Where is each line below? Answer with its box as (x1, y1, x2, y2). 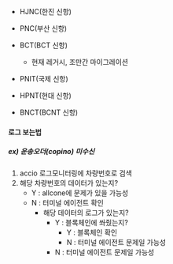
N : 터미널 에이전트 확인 (31, 198, 104, 207)
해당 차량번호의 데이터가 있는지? (19, 178, 119, 187)
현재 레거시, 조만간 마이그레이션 (31, 58, 128, 66)
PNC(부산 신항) (19, 24, 68, 33)
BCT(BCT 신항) (19, 40, 68, 50)
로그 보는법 (8, 127, 42, 137)
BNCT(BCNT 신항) (19, 107, 79, 117)
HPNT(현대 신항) (19, 91, 72, 100)
